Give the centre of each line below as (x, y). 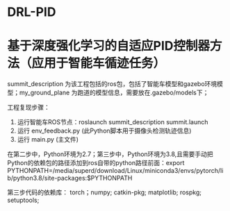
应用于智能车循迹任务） (99, 64)
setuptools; (23, 200)
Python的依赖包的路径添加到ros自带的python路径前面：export (96, 163)
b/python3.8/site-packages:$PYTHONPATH (70, 178)
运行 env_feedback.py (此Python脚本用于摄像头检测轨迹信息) (104, 131)
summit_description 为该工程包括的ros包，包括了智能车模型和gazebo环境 (112, 84)
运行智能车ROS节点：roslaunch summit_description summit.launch (113, 122)
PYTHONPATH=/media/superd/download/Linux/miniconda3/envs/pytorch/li (115, 171)
